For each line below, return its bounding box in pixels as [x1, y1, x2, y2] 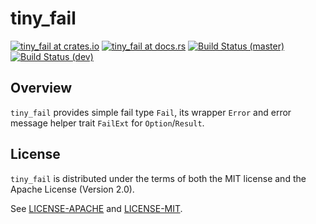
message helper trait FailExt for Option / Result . [10, 117, 205, 129]
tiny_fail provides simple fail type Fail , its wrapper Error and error [10, 106, 292, 118]
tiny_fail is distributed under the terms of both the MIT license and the [10, 172, 307, 184]
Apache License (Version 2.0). [10, 183, 135, 195]
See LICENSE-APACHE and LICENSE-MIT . [10, 202, 183, 214]
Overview [10, 80, 73, 97]
